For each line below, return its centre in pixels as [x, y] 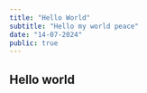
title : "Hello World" [50, 18]
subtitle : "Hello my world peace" [74, 26]
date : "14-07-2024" [46, 34]
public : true [34, 43]
